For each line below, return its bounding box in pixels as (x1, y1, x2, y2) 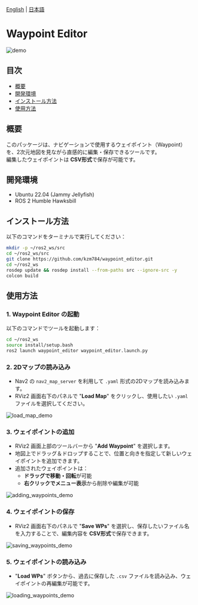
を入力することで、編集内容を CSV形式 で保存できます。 (14, 530, 153, 537)
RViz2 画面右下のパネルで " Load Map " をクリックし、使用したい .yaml (14, 393, 188, 400)
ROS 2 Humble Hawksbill (14, 197, 76, 204)
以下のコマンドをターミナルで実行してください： (6, 233, 126, 240)
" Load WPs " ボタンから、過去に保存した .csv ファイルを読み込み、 (14, 572, 181, 579)
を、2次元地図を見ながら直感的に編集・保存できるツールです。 (6, 148, 160, 156)
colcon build (6, 272, 39, 279)
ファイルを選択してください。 (14, 400, 88, 407)
